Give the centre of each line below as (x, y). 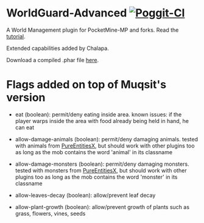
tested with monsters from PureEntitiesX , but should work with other (101, 170)
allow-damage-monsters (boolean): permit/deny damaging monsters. (102, 164)
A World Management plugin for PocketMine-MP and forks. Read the (93, 30)
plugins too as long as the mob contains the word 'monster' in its (96, 177)
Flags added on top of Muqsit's (86, 85)
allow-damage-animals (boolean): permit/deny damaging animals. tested (106, 139)
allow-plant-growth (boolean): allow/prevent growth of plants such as (102, 207)
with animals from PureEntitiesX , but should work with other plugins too (105, 146)
